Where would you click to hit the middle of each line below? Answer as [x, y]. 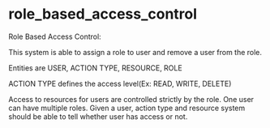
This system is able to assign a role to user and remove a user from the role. [135, 52]
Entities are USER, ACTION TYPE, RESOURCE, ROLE [95, 68]
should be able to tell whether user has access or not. [98, 116]
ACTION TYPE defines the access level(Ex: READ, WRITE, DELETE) [120, 83]
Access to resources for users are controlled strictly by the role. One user [131, 99]
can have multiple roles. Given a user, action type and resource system [127, 108]
